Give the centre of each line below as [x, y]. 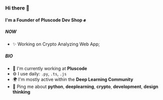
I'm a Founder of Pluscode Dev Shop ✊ [46, 20]
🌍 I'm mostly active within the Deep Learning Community [73, 79]
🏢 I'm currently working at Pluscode [50, 68]
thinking [21, 92]
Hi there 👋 [18, 8]
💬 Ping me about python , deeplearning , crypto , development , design [85, 86]
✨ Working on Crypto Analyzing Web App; [56, 44]
